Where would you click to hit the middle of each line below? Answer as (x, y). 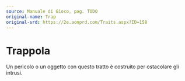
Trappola (28, 51)
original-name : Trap (31, 17)
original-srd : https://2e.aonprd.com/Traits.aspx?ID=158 (77, 22)
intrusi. (14, 73)
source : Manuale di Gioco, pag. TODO (52, 11)
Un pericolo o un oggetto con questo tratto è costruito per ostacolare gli (92, 67)
